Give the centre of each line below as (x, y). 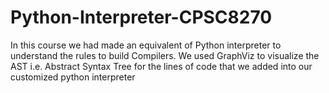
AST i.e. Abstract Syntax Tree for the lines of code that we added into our (161, 66)
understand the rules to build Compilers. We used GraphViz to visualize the (165, 55)
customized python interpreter (73, 77)
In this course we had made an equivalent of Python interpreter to (146, 45)
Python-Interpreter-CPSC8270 (141, 17)
